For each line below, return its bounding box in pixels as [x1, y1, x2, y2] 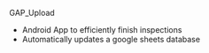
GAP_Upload [9, 8, 55, 18]
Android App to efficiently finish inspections [21, 25, 182, 34]
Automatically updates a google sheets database [21, 34, 201, 44]
